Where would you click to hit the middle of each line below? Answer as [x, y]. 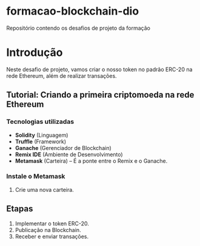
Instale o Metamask [36, 176]
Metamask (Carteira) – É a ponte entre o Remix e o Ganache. [91, 161]
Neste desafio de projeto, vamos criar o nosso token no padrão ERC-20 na [99, 69]
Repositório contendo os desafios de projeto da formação [78, 28]
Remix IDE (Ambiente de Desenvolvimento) [69, 154]
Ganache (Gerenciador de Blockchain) [63, 148]
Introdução [35, 53]
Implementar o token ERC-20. [52, 224]
